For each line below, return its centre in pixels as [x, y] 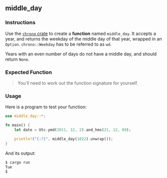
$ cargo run [18, 162]
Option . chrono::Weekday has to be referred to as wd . [58, 44]
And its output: [21, 153]
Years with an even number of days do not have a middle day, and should [81, 54]
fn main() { [18, 125]
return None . [17, 59]
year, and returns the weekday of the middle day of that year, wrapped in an [83, 39]
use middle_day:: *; [26, 116]
